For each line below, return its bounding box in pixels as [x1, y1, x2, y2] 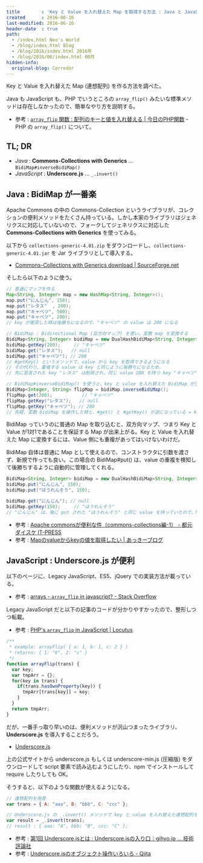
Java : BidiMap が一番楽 [6, 189, 97, 200]
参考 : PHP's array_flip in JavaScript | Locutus [14, 627, 133, 634]
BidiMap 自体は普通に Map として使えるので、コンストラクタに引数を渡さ [6, 449, 190, 456]
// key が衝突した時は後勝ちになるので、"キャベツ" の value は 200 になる [6, 320, 178, 326]
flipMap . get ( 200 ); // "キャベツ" [6, 392, 114, 398]
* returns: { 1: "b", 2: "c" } [8, 650, 88, 656]
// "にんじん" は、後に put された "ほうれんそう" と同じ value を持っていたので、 [6, 509, 196, 515]
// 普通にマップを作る [6, 286, 56, 292]
